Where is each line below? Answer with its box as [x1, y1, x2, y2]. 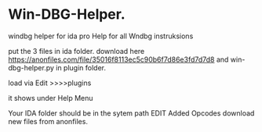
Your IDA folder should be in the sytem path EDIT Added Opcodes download [8, 108, 255, 118]
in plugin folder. [56, 62, 107, 72]
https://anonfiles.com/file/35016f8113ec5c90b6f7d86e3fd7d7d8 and [8, 55, 229, 64]
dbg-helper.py [8, 62, 55, 72]
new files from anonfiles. [8, 116, 89, 126]
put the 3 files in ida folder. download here [8, 46, 145, 55]
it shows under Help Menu [8, 93, 93, 102]
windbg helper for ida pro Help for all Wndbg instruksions [8, 31, 194, 41]
